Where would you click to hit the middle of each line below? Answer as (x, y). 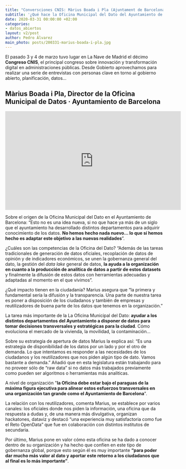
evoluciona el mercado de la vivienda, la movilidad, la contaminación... (78, 331)
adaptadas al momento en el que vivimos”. (49, 280)
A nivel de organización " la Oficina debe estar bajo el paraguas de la (77, 383)
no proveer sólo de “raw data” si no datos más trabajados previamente (78, 368)
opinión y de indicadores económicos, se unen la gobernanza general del (81, 258)
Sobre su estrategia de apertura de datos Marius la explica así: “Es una (78, 341)
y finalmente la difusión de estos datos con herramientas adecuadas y (78, 274)
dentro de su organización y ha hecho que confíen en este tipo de (73, 445)
